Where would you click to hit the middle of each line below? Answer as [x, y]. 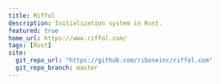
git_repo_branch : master [57, 68]
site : [17, 53]
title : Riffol [32, 16]
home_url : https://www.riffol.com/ [68, 38]
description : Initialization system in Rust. [85, 23]
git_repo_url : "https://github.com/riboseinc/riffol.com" [114, 61]
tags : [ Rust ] [30, 46]
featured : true [34, 30]
